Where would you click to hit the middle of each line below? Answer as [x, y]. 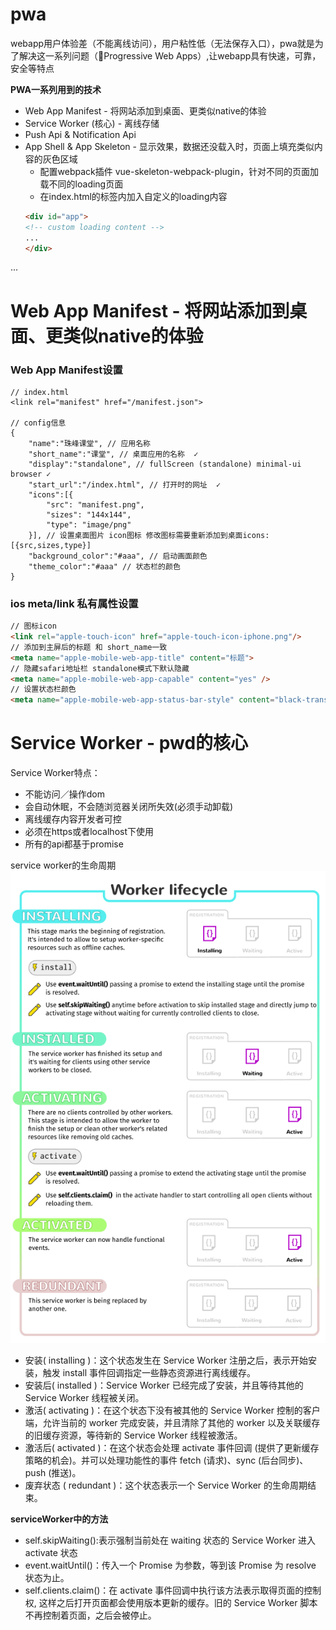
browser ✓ [31, 474]
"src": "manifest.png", [95, 504]
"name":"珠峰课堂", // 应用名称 [89, 443]
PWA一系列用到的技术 [56, 89]
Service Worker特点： [55, 773]
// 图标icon [33, 626]
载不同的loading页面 [81, 184]
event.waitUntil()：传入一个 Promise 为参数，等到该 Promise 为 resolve [170, 1565]
